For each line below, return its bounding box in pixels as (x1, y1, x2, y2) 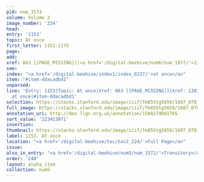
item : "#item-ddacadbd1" (6, 76, 69, 83)
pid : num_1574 (6, 8, 42, 15)
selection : (6, 99, 34, 105)
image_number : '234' (6, 20, 59, 26)
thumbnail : (6, 127, 34, 133)
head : (6, 25, 20, 32)
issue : (6, 144, 23, 150)
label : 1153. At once (6, 133, 61, 140)
